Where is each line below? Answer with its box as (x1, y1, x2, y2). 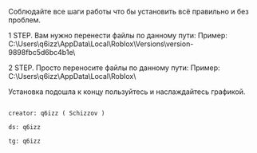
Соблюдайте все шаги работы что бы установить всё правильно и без (8, 7, 249, 16)
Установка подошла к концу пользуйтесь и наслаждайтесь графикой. (8, 87, 246, 96)
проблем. (8, 15, 42, 25)
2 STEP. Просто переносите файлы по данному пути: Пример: (8, 63, 221, 73)
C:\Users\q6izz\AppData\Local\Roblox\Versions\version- (8, 39, 194, 49)
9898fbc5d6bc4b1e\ (8, 48, 76, 57)
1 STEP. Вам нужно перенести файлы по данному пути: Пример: (8, 31, 227, 40)
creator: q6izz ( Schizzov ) (8, 109, 105, 117)
